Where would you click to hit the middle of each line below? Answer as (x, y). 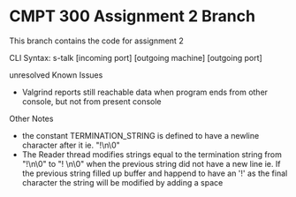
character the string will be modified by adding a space (122, 182)
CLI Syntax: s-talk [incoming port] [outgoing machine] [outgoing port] (136, 57)
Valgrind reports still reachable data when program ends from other (144, 92)
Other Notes (31, 118)
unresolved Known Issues (56, 75)
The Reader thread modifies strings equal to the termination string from (152, 154)
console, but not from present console (91, 101)
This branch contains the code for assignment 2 (96, 41)
